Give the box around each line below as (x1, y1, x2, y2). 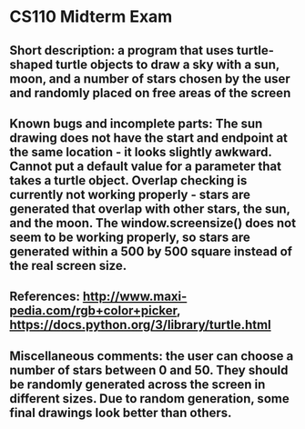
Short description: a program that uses (9, 43, 235, 58)
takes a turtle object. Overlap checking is (9, 173, 248, 188)
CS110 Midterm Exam (9, 6, 173, 27)
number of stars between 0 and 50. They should (9, 362, 289, 378)
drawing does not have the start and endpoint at (9, 130, 289, 145)
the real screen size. (9, 257, 127, 274)
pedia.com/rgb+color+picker (9, 303, 178, 319)
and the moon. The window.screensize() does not (9, 215, 297, 231)
